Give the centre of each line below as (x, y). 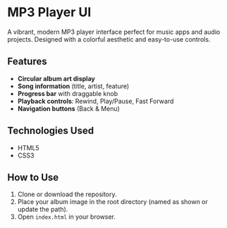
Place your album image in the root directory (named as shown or (112, 202)
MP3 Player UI (49, 12)
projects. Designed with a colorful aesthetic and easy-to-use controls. (109, 39)
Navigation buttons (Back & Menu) (68, 108)
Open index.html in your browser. (67, 217)
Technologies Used (50, 131)
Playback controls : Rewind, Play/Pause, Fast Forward (96, 101)
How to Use (33, 177)
